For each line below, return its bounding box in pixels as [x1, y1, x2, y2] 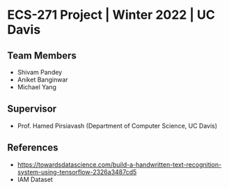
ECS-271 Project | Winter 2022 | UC [7, 7, 216, 23]
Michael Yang [17, 83, 57, 91]
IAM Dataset [17, 175, 54, 183]
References [7, 142, 58, 153]
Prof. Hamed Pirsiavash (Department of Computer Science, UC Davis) [17, 121, 218, 130]
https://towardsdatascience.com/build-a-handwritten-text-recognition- [17, 160, 222, 169]
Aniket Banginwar [17, 75, 68, 84]
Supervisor [7, 103, 57, 115]
